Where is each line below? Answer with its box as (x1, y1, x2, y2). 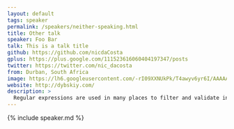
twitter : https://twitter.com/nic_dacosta (7, 62, 132, 69)
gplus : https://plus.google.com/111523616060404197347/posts (7, 56, 189, 63)
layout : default (7, 10, 54, 17)
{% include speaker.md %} (7, 114, 85, 122)
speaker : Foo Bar (7, 36, 58, 43)
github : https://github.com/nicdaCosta (7, 50, 123, 56)
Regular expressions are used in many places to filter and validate (13, 95, 219, 102)
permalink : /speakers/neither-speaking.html (7, 23, 139, 30)
